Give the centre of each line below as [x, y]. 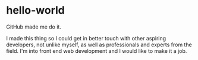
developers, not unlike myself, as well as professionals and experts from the [99, 45]
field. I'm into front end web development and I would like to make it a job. [97, 50]
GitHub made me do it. [34, 27]
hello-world [36, 10]
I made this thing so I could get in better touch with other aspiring [86, 38]
